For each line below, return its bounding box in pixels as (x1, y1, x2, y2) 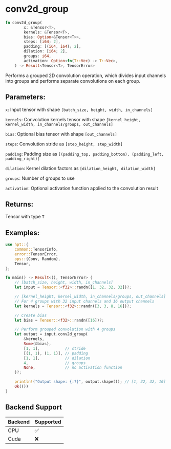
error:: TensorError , (14, 251, 58, 257)
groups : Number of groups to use (5, 175, 75, 181)
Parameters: (5, 93, 46, 102)
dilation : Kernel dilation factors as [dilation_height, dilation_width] (5, 165, 156, 171)
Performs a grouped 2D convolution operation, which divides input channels (5, 72, 166, 79)
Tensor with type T (5, 214, 45, 220)
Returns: (5, 200, 34, 209)
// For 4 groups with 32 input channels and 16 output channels (14, 298, 155, 304)
